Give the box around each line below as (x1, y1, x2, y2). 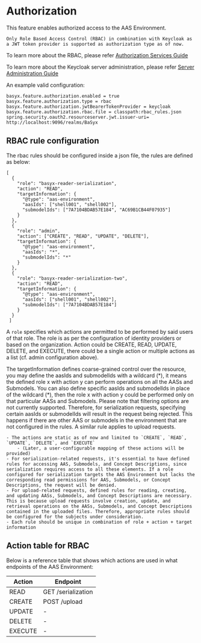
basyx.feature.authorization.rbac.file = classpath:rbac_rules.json (6, 108, 182, 115)
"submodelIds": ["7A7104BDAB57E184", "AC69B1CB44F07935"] (22, 207, 171, 213)
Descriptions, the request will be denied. (6, 482, 117, 488)
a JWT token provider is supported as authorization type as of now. (6, 41, 185, 47)
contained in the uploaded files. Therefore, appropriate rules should (6, 508, 190, 515)
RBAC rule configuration (6, 136, 99, 146)
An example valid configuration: (6, 81, 85, 89)
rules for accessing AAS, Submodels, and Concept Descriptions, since (6, 461, 187, 467)
